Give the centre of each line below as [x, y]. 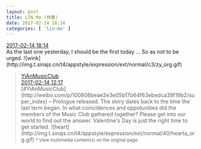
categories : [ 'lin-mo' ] [38, 28]
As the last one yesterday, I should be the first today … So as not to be [93, 52]
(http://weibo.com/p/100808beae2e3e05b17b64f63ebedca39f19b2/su [108, 95]
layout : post [22, 12]
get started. [35, 127]
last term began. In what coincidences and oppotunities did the [98, 108]
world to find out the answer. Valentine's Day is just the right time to [104, 121]
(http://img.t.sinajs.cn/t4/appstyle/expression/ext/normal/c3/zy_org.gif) [94, 65]
